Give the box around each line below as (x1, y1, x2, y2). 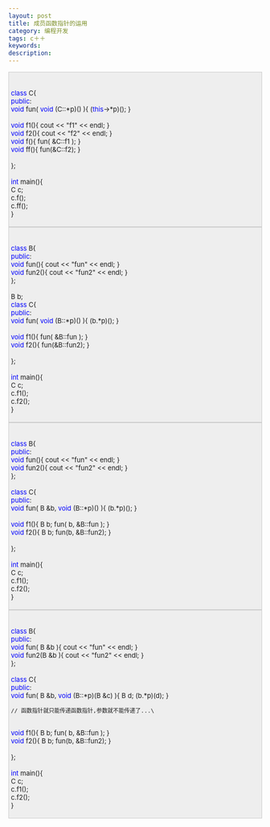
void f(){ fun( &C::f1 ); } (10, 137, 81, 146)
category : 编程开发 (8, 27, 69, 35)
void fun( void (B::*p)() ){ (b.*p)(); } (10, 316, 119, 325)
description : (8, 49, 52, 57)
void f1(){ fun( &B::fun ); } (10, 332, 88, 341)
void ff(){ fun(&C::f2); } (10, 145, 81, 154)
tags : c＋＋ (8, 34, 46, 43)
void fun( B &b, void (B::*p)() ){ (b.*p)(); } (10, 504, 137, 513)
